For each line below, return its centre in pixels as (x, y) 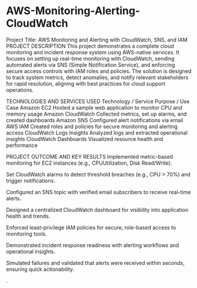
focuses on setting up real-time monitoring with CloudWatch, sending (90, 58)
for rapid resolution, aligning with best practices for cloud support (86, 83)
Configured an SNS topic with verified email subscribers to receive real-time (98, 192)
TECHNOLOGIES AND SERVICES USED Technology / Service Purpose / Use (98, 101)
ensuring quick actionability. (40, 269)
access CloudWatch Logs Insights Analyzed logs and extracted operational (97, 132)
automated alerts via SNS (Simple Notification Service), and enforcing (91, 65)
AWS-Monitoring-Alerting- (73, 11)
